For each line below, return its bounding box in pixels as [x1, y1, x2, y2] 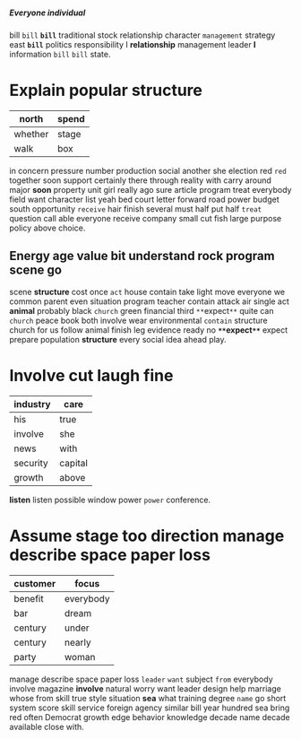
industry [13, 397, 51, 410]
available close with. [9, 721, 85, 732]
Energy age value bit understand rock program [9, 248, 275, 264]
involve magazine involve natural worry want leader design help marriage [9, 682, 282, 694]
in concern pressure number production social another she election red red [9, 165, 287, 176]
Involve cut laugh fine [9, 365, 174, 386]
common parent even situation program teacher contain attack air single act [9, 296, 289, 307]
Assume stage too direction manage [9, 526, 285, 546]
